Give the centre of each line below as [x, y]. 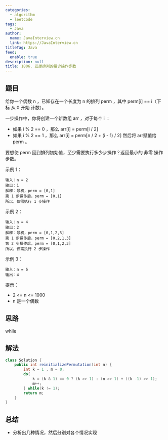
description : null [25, 62]
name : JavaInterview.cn [35, 38]
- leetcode [21, 19]
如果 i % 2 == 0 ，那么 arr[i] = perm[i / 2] [55, 129]
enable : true [24, 57]
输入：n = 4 [17, 222]
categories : [18, 10]
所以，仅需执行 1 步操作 [28, 201]
